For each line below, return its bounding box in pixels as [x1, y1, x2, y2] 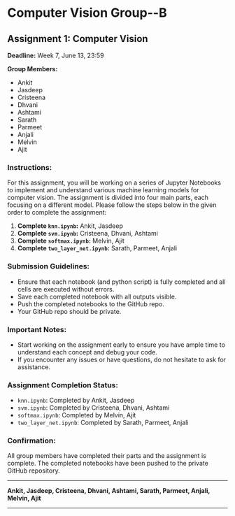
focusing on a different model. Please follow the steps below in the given [7, 201, 217, 209]
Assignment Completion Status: [7, 380, 119, 389]
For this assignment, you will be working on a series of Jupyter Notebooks [7, 178, 222, 187]
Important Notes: [7, 324, 67, 334]
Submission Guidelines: [7, 261, 90, 271]
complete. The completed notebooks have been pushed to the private [7, 459, 208, 468]
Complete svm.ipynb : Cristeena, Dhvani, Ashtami [17, 229, 159, 238]
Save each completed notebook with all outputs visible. [17, 292, 177, 301]
